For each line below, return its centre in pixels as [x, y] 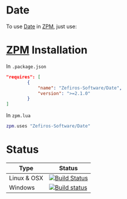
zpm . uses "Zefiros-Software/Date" [49, 126]
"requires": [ [24, 77]
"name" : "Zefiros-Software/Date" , [80, 88]
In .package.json [26, 66]
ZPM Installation [47, 50]
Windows [22, 187]
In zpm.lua [19, 115]
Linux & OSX [26, 178]
